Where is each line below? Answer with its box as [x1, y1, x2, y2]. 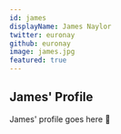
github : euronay [9, 38, 71, 48]
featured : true [9, 56, 67, 65]
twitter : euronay [9, 30, 76, 39]
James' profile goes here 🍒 [9, 113, 111, 124]
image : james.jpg [9, 47, 76, 57]
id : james [9, 13, 47, 23]
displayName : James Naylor [9, 22, 112, 31]
